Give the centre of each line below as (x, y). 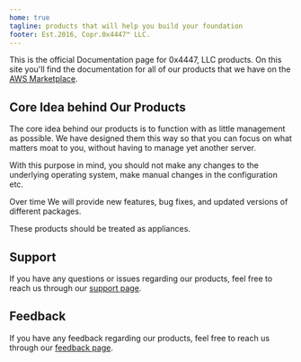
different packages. (45, 211)
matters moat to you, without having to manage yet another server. (133, 148)
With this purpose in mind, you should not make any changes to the (134, 165)
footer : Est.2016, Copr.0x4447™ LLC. (80, 34)
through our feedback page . (62, 348)
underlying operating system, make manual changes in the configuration (144, 175)
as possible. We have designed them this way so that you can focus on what (150, 138)
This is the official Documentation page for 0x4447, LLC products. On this (146, 60)
